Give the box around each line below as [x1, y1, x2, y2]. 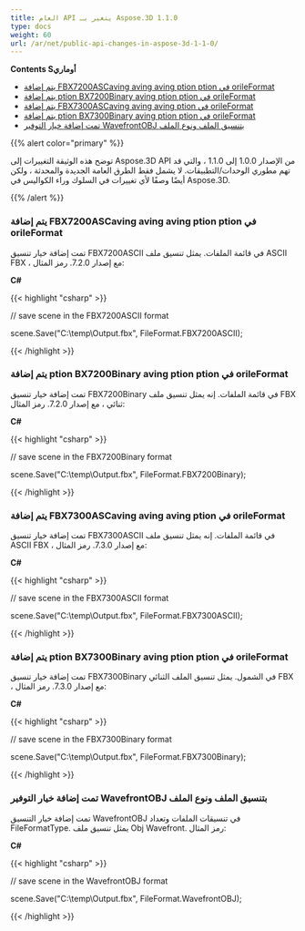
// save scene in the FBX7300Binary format [10, 734, 172, 745]
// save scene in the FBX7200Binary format [10, 451, 172, 462]
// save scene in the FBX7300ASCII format [10, 593, 169, 604]
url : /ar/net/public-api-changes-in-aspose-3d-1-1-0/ [10, 38, 219, 48]
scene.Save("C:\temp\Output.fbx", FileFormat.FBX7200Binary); [10, 468, 247, 479]
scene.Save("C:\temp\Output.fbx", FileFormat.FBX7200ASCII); [10, 327, 244, 338]
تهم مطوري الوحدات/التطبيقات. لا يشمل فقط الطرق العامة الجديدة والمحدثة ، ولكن [10, 165, 290, 176]
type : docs [10, 22, 52, 31]
